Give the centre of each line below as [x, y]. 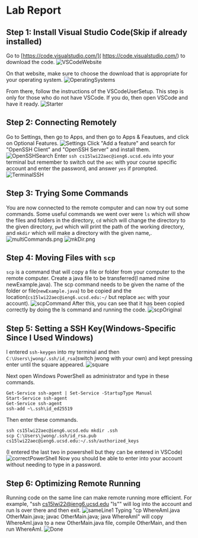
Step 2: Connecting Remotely [61, 122]
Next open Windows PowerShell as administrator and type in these [88, 376]
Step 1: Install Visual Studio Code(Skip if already [97, 32]
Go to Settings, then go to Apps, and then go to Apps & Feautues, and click [98, 136]
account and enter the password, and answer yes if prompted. [82, 168]
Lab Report [34, 10]
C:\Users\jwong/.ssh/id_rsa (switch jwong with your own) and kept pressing [99, 358]
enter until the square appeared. [45, 365]
